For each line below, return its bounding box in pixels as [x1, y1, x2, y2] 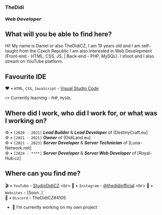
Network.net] [5, 145, 32, 151]
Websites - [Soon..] [5, 189, 43, 196]
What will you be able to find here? [5, 30, 112, 38]
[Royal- [137, 150, 152, 156]
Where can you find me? [5, 169, 81, 178]
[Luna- [128, 140, 143, 145]
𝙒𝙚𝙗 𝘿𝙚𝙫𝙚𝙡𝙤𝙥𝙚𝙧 [5, 16, 41, 22]
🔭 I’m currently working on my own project [12, 204, 97, 210]
